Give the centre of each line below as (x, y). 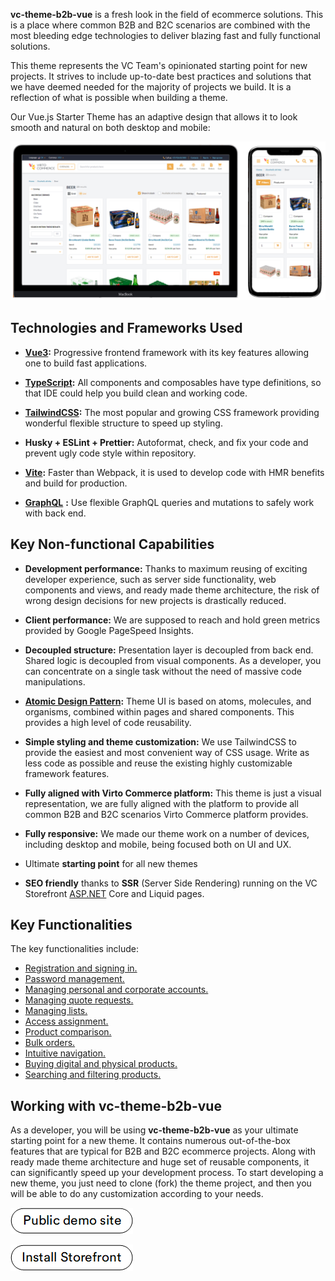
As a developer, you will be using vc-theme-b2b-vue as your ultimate (154, 1130)
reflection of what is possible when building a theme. (119, 97)
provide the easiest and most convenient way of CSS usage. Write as (167, 752)
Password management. (74, 979)
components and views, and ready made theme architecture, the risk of (172, 590)
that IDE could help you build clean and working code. (136, 393)
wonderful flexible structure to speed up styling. (123, 423)
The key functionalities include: (75, 949)
